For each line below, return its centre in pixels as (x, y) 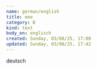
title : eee (20, 17)
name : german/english (33, 11)
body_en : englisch (29, 33)
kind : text (20, 28)
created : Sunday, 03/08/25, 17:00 (49, 39)
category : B (21, 22)
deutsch (16, 61)
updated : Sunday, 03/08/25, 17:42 (49, 44)
